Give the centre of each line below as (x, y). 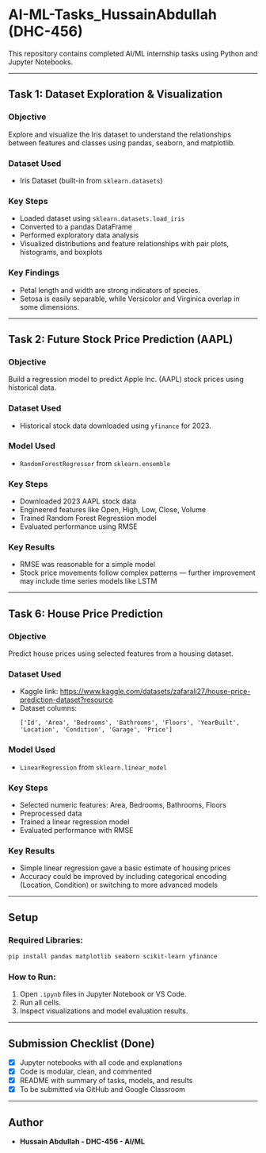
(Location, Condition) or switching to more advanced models (118, 885)
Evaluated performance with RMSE (76, 830)
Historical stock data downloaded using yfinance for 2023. (115, 426)
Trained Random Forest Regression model (88, 519)
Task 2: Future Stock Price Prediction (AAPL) (121, 339)
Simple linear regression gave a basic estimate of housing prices (125, 868)
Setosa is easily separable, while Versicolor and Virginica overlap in (129, 299)
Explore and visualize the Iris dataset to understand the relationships (120, 134)
